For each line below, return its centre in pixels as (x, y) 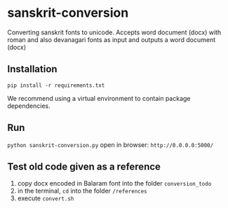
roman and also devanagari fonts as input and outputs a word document (112, 39)
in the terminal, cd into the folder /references (82, 191)
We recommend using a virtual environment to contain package (99, 98)
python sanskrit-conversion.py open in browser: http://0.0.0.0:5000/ (110, 144)
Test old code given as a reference (84, 166)
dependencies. (29, 106)
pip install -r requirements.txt (56, 85)
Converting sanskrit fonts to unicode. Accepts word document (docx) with (114, 32)
